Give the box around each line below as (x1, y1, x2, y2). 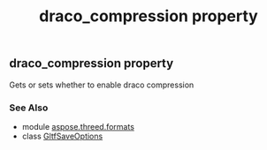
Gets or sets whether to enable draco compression (9, 79, 195, 90)
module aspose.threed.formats (21, 121, 135, 131)
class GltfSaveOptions (21, 131, 103, 141)
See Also (9, 101, 49, 114)
